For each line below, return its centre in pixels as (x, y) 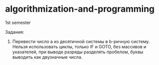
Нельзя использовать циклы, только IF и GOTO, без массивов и (79, 46)
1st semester (18, 22)
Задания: (15, 32)
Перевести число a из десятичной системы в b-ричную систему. (81, 41)
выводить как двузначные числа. (47, 57)
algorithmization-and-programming (80, 9)
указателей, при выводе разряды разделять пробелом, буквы (78, 52)
